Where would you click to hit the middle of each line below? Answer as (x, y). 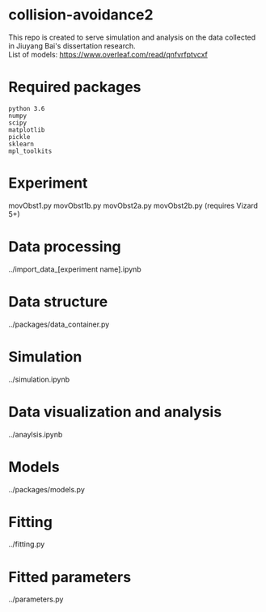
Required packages (75, 87)
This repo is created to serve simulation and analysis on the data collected (132, 37)
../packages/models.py (46, 489)
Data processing (65, 247)
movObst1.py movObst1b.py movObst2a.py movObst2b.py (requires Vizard (133, 205)
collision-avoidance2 (81, 15)
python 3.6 (27, 108)
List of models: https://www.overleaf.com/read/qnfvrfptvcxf (108, 54)
